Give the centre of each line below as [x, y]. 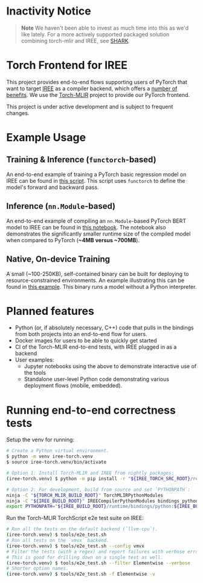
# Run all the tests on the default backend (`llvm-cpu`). [82, 529]
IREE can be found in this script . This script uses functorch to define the [96, 180]
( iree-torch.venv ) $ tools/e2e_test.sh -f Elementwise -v [81, 574]
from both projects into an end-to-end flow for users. [81, 334]
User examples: [34, 360]
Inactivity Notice [49, 11]
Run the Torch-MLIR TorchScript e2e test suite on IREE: [75, 518]
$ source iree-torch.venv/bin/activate [56, 462]
